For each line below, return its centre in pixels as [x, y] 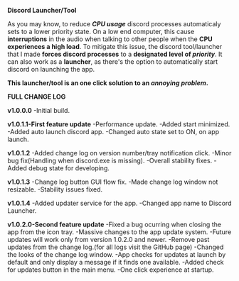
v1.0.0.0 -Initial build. [38, 110]
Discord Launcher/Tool [42, 10]
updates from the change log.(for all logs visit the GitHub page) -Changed [116, 247]
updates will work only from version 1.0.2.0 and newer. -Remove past [108, 239]
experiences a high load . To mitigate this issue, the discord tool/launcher [115, 46]
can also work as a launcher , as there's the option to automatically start [113, 62]
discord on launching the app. [51, 69]
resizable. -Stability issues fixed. [55, 189]
